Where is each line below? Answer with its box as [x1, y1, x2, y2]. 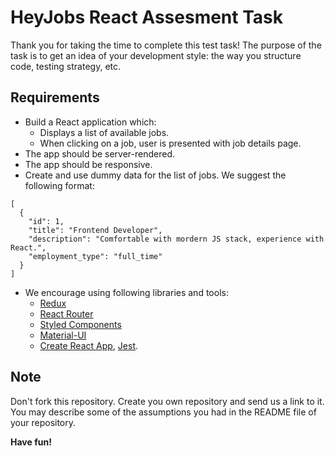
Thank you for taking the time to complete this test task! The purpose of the [10, 39, 322, 51]
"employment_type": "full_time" [28, 251, 163, 261]
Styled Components [39, 318, 122, 330]
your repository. [10, 416, 77, 428]
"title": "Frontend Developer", [28, 225, 163, 235]
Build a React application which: [24, 116, 157, 128]
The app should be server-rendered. [24, 147, 176, 160]
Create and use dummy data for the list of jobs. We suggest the [24, 169, 287, 181]
